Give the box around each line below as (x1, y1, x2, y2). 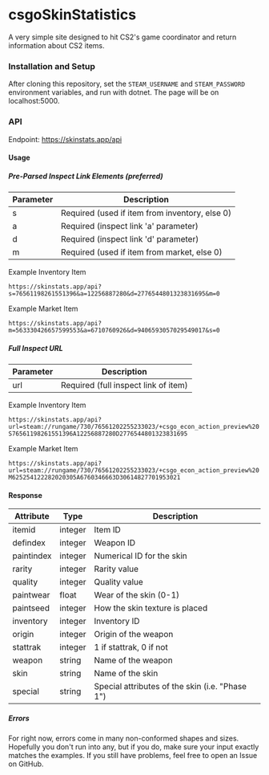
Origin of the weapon (94, 629, 174, 640)
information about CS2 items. (8, 40, 106, 50)
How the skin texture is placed (94, 602, 208, 614)
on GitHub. (8, 759, 44, 769)
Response (8, 490, 42, 500)
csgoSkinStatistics (8, 6, 137, 24)
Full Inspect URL (8, 343, 63, 353)
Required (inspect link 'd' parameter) (60, 234, 199, 245)
